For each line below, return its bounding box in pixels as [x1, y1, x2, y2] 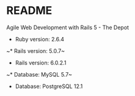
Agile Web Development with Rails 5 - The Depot [6, 24, 130, 31]
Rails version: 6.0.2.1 [15, 59, 67, 66]
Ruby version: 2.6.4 [15, 35, 65, 43]
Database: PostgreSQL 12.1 [15, 83, 83, 90]
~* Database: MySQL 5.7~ [6, 70, 72, 78]
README [6, 4, 53, 18]
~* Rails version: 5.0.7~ [6, 47, 65, 55]
